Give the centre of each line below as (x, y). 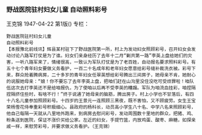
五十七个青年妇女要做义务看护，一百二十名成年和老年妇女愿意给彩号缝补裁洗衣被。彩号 (99, 69)
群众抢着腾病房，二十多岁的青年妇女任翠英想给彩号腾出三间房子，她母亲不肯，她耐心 (105, 75)
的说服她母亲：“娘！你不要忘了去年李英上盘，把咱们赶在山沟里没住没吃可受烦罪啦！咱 (98, 82)
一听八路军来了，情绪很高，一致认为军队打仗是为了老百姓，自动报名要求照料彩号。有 (105, 62)
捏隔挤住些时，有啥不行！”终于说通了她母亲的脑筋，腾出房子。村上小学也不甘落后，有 (98, 94)
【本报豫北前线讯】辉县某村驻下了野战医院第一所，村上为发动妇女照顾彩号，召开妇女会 (99, 50)
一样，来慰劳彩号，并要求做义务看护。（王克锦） (62, 127)
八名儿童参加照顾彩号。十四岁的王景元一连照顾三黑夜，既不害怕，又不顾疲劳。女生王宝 (103, 101)
